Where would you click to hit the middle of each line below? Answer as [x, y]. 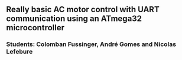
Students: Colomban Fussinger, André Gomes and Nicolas [91, 44]
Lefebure [19, 52]
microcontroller [35, 28]
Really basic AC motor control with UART [83, 10]
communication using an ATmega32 [74, 19]
